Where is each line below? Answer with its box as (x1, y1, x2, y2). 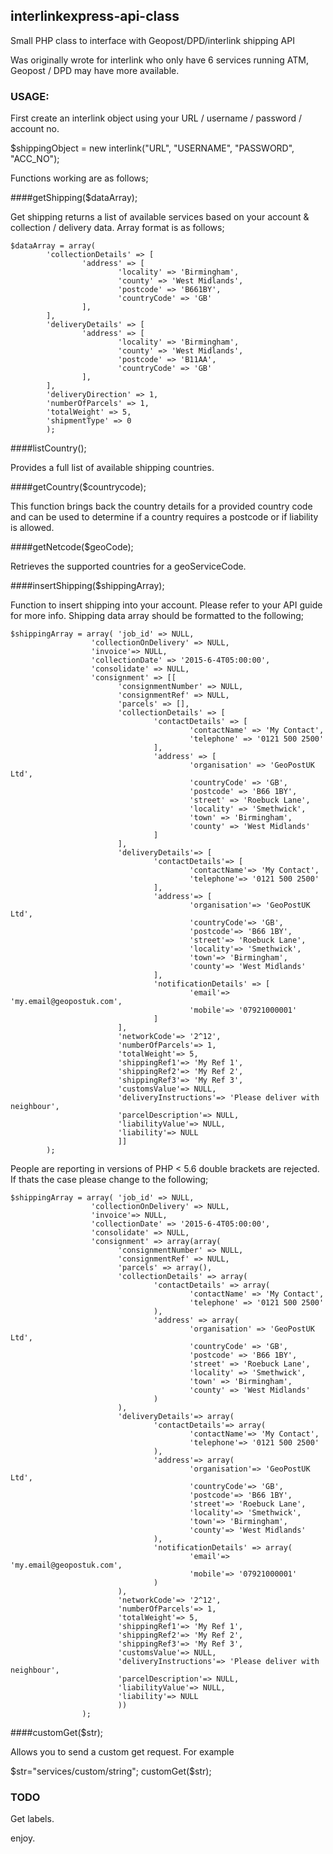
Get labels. (10, 1813, 55, 1825)
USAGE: (10, 89, 50, 103)
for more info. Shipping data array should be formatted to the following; (10, 610, 305, 622)
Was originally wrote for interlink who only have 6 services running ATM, (10, 54, 309, 66)
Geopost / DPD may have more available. (10, 64, 180, 76)
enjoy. (10, 1832, 36, 1844)
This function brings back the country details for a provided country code (10, 500, 313, 513)
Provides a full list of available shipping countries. (10, 462, 215, 474)
